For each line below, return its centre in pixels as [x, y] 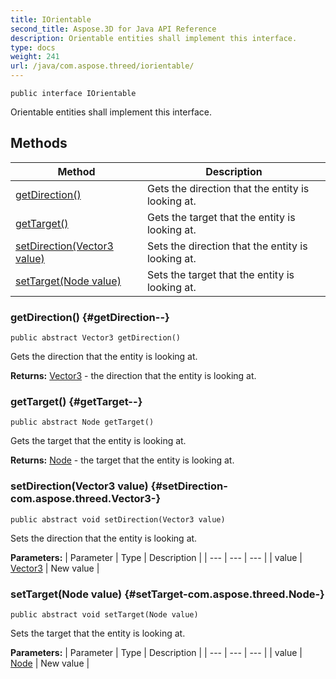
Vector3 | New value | [55, 568]
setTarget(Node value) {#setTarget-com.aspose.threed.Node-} [167, 594]
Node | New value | [50, 663]
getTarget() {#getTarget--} [76, 402]
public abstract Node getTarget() [82, 422]
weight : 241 [35, 57]
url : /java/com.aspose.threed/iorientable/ [102, 66]
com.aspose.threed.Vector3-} [86, 499]
